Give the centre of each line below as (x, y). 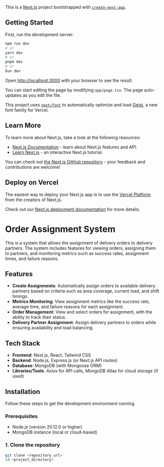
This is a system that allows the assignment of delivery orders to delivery (79, 243)
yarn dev (14, 53)
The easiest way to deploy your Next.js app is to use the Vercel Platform (78, 194)
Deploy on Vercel (32, 183)
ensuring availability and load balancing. (53, 328)
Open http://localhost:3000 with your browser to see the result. (69, 80)
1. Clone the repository (33, 445)
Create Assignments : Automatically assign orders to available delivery (84, 286)
